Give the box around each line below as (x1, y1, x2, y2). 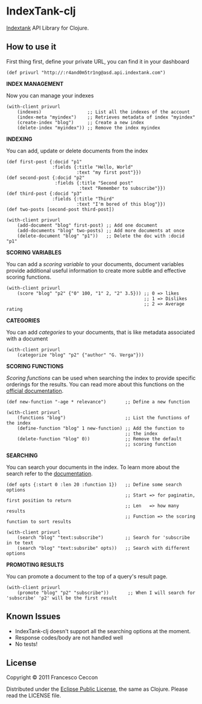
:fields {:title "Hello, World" (52, 164, 134, 170)
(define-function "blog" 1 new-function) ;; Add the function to (17, 425, 185, 431)
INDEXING (6, 135, 33, 143)
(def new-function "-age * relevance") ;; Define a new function (6, 399, 190, 405)
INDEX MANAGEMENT (6, 80, 64, 87)
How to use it (6, 42, 57, 52)
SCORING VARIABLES (6, 249, 62, 256)
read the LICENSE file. (6, 692, 62, 699)
